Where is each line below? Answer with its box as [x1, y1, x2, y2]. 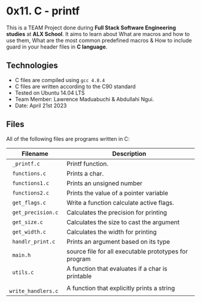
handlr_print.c [12, 238, 56, 245]
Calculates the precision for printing [66, 208, 167, 216]
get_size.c [12, 219, 44, 225]
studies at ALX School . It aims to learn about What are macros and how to [6, 30, 190, 37]
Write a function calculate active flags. [66, 198, 175, 207]
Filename [22, 149, 49, 158]
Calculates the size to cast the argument [66, 218, 180, 226]
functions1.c [12, 180, 50, 186]
